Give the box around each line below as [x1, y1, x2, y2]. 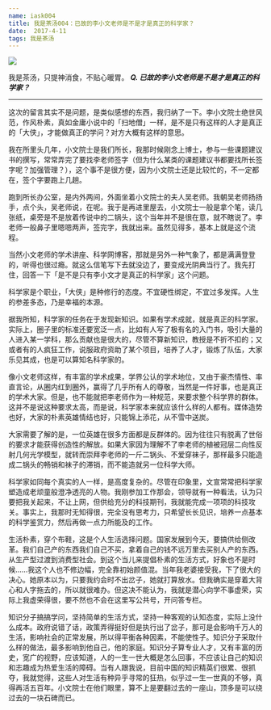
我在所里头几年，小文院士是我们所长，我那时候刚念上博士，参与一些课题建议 [8, 145, 263, 154]
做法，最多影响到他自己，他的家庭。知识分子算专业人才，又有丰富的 [29, 643, 256, 653]
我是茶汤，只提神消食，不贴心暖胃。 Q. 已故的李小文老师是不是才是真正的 [8, 73, 252, 82]
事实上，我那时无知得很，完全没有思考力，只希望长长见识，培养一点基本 [22, 507, 263, 517]
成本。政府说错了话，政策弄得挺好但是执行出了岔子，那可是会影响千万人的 [15, 623, 263, 632]
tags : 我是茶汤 [8, 34, 55, 43]
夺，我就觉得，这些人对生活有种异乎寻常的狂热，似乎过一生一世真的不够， [8, 673, 256, 683]
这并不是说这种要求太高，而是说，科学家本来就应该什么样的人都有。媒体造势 [8, 402, 263, 412]
